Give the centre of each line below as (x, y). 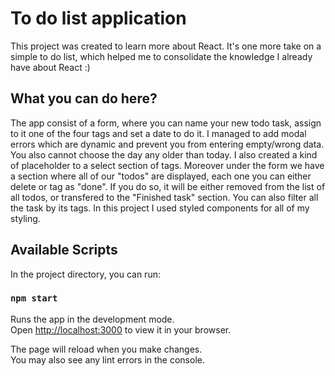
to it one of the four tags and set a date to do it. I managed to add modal (158, 133)
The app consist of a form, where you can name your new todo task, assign (166, 123)
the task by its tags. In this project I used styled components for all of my (160, 208)
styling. (25, 218)
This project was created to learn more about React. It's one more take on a (166, 46)
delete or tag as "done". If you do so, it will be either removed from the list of (168, 186)
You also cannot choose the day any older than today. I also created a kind (164, 154)
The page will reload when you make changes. (106, 349)
